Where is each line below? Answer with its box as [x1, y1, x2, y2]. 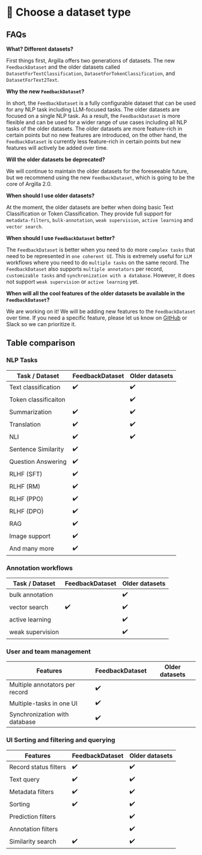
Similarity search [9, 838, 57, 846]
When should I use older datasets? [6, 192, 95, 199]
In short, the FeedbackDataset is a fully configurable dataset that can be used [6, 99, 196, 106]
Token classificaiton [9, 395, 66, 404]
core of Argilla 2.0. [6, 181, 52, 187]
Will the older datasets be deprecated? [6, 156, 105, 163]
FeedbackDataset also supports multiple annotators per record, [6, 265, 164, 273]
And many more [9, 545, 54, 553]
